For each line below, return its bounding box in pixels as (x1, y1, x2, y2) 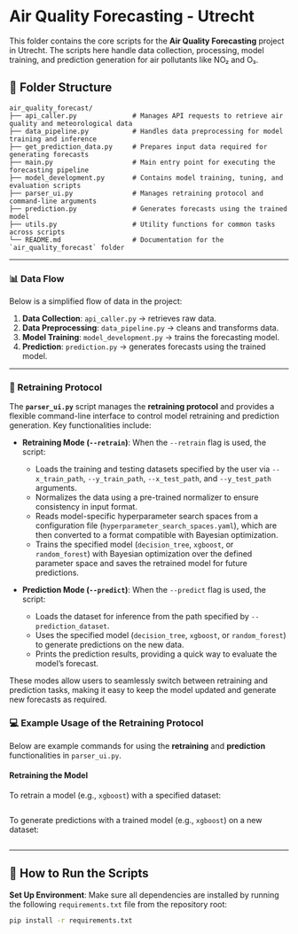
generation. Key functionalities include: (9, 420, 153, 431)
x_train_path (35, 475, 84, 484)
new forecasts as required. (9, 694, 107, 705)
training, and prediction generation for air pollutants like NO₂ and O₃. (9, 54, 259, 65)
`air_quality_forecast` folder (9, 243, 125, 252)
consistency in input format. (35, 502, 137, 512)
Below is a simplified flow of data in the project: (9, 296, 183, 307)
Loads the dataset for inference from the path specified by (35, 611, 250, 622)
